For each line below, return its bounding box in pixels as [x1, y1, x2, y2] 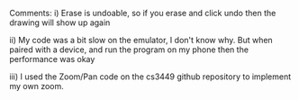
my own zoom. [9, 81, 65, 91]
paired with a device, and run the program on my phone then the [9, 44, 249, 55]
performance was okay [9, 54, 95, 64]
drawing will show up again [9, 17, 111, 28]
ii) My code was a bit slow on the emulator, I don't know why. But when [9, 35, 273, 45]
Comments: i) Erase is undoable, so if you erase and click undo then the [9, 8, 276, 18]
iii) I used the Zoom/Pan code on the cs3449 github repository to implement [9, 71, 292, 82]
